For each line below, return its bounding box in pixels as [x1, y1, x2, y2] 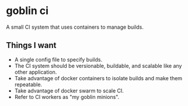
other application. [14, 69, 57, 76]
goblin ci [6, 4, 48, 18]
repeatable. [14, 81, 43, 88]
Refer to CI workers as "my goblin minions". [14, 93, 120, 100]
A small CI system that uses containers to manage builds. [6, 23, 144, 30]
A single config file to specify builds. [14, 56, 103, 63]
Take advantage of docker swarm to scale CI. [14, 87, 124, 94]
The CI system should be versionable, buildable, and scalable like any [14, 62, 182, 69]
